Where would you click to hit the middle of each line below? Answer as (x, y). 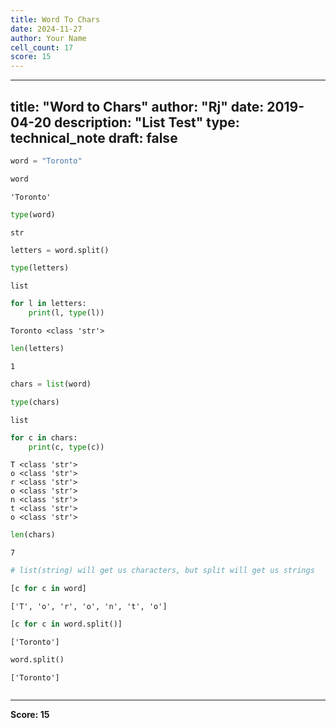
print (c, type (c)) (66, 447)
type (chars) (35, 402)
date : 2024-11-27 (46, 29)
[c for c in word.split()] (66, 624)
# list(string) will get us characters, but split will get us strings (162, 571)
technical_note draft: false (94, 137)
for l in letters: (48, 304)
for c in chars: (44, 437)
